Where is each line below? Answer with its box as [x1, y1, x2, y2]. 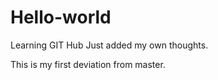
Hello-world [10, 6, 112, 29]
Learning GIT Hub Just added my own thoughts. [10, 39, 209, 51]
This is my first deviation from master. [10, 58, 166, 70]
